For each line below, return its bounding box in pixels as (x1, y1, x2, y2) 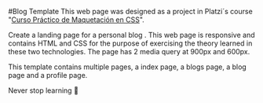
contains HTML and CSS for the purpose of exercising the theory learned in (8, 39, 253, 48)
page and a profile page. (8, 71, 88, 79)
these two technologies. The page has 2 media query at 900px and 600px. (8, 47, 250, 56)
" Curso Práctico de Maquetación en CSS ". (8, 15, 145, 24)
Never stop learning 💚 (8, 86, 79, 95)
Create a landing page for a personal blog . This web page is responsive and (8, 31, 255, 39)
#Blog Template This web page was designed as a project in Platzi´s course (8, 7, 253, 16)
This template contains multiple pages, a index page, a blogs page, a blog (8, 62, 247, 72)
